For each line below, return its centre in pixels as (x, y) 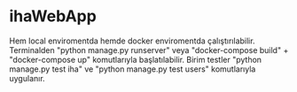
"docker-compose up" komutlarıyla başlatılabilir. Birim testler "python (136, 59)
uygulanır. (27, 78)
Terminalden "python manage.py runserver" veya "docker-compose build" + (149, 50)
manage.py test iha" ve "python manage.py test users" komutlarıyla (133, 69)
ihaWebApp (53, 16)
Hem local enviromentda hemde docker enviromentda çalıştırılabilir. (132, 41)
